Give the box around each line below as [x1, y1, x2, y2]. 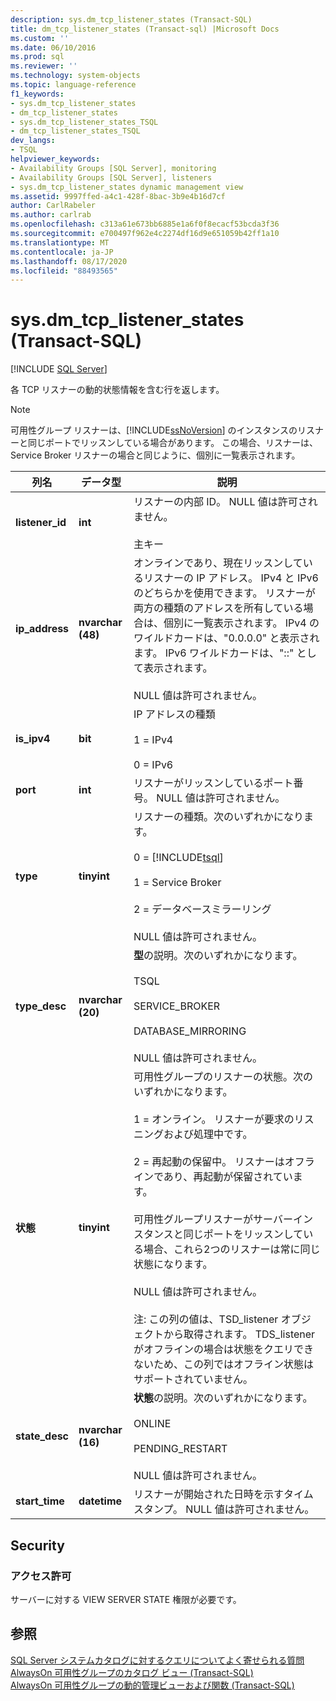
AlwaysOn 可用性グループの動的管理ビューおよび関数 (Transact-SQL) [10, 1679, 295, 1691]
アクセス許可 [10, 1569, 72, 1583]
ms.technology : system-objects [10, 71, 141, 81]
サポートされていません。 [133, 1372, 254, 1386]
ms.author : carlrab [10, 210, 92, 220]
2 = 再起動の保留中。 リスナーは [133, 1155, 285, 1169]
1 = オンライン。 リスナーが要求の [133, 1112, 295, 1126]
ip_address [15, 622, 70, 636]
